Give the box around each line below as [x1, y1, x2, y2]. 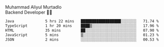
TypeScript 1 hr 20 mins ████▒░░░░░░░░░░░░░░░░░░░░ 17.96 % [5, 23, 159, 28]
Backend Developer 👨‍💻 [5, 9, 53, 15]
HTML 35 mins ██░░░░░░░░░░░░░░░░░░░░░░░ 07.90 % [5, 28, 159, 33]
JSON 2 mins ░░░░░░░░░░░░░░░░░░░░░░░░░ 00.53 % [5, 37, 159, 42]
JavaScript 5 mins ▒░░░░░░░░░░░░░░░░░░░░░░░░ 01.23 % [5, 32, 159, 37]
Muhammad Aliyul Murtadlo [5, 4, 62, 10]
